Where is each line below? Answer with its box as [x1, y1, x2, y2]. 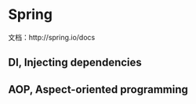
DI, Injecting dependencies [8, 56, 143, 69]
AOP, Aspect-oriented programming [8, 83, 188, 96]
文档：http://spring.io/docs [8, 32, 96, 42]
